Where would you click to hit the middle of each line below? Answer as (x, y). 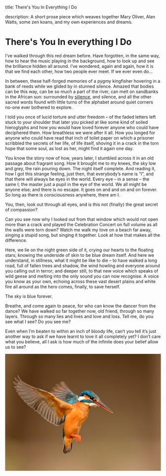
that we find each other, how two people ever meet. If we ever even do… (79, 71)
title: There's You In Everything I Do (41, 7)
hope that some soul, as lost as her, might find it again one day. (69, 148)
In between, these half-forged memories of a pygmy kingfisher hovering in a (83, 81)
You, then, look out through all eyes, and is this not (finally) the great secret (82, 204)
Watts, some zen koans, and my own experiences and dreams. (69, 22)
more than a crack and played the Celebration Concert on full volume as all (81, 224)
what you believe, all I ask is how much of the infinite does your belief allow (82, 341)
